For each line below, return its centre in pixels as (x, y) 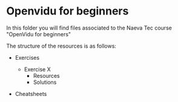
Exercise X (37, 69)
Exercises (27, 57)
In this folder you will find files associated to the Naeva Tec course (89, 28)
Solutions (45, 82)
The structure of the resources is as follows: (61, 46)
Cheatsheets (31, 94)
